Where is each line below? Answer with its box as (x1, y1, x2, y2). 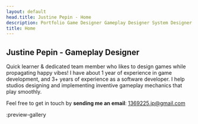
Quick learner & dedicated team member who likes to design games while (6, 63, 186, 70)
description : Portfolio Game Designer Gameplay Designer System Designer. (6, 20, 195, 26)
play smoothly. (6, 88, 42, 96)
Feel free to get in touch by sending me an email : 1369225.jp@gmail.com (6, 100, 186, 107)
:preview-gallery (6, 111, 46, 119)
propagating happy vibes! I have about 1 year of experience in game (6, 69, 173, 77)
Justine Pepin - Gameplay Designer (6, 47, 140, 57)
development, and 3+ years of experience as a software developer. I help (6, 75, 185, 83)
